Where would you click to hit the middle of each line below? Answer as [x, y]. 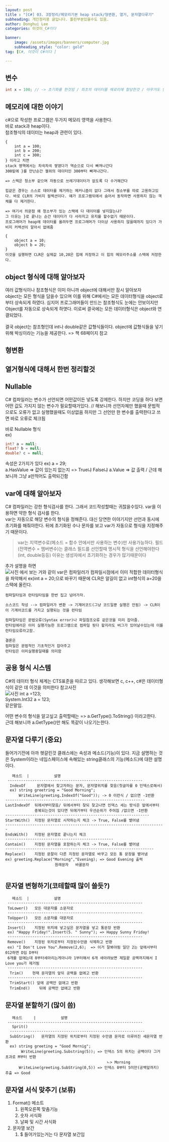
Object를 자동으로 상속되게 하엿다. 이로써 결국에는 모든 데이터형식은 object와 [81, 308]
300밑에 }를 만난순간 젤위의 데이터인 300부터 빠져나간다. [57, 171]
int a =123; [30, 693]
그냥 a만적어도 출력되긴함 [43, 476]
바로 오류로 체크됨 [28, 418]
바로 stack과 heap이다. [28, 126]
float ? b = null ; [23, 449]
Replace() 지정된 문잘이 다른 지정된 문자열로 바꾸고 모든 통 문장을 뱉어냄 [76, 854]
